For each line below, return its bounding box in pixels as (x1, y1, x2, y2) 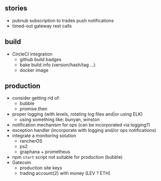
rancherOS (19, 138, 43, 144)
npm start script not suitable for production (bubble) (12, 154, 123, 160)
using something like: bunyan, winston (19, 116, 100, 123)
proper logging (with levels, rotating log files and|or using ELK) (12, 111, 143, 117)
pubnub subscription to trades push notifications (12, 17, 114, 23)
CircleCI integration (12, 51, 53, 57)
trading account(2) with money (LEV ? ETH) (19, 170, 111, 176)
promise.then (19, 106, 48, 112)
